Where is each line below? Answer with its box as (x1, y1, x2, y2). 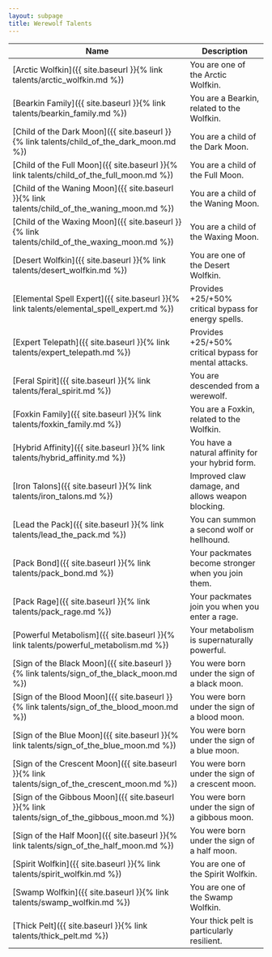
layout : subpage (8, 11, 63, 20)
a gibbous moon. (189, 811, 254, 822)
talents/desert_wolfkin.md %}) (12, 264, 128, 276)
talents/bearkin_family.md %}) (12, 107, 128, 118)
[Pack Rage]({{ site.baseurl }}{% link (12, 596, 151, 607)
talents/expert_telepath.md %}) (12, 346, 131, 357)
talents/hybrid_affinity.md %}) (12, 451, 127, 463)
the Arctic (189, 69, 227, 80)
